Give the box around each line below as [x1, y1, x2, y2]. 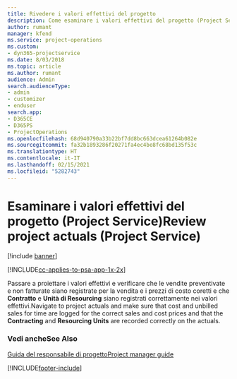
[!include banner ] [7, 251, 58, 260]
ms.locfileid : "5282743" [7, 167, 80, 175]
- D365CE [7, 115, 33, 122]
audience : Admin [7, 76, 55, 83]
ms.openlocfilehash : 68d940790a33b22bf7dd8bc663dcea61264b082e [7, 135, 197, 142]
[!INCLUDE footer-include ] [7, 363, 83, 372]
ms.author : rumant [7, 69, 61, 76]
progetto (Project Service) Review [7, 213, 207, 229]
